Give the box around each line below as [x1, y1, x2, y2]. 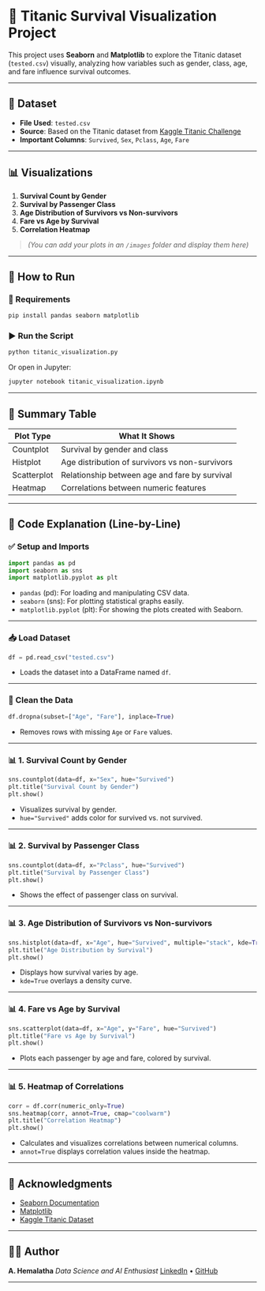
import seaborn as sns [8, 566, 83, 575]
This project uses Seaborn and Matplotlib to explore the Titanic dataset [8, 50, 242, 59]
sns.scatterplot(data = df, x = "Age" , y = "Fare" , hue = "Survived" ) [8, 1024, 217, 1033]
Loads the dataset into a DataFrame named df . [19, 667, 171, 677]
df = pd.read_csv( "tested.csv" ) [8, 653, 114, 662]
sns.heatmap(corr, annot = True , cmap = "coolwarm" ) [8, 1109, 171, 1117]
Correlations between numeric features [60, 482, 207, 493]
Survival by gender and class [60, 444, 169, 455]
